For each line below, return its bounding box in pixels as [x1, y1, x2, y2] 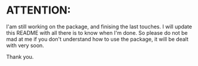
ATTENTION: [6, 4, 71, 17]
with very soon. [6, 42, 45, 49]
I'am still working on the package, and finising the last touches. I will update [6, 23, 193, 30]
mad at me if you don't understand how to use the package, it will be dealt [6, 35, 189, 42]
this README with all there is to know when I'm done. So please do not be [6, 29, 188, 36]
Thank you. [6, 53, 34, 60]
